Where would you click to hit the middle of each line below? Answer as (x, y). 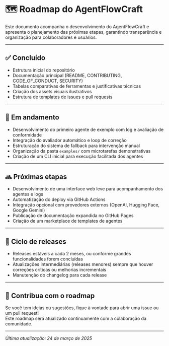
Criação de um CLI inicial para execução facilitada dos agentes (78, 156)
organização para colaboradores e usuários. (51, 37)
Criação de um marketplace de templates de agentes (67, 221)
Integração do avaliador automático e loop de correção (69, 140)
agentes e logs (28, 194)
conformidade (27, 135)
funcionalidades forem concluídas (48, 259)
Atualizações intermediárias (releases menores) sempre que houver (83, 264)
